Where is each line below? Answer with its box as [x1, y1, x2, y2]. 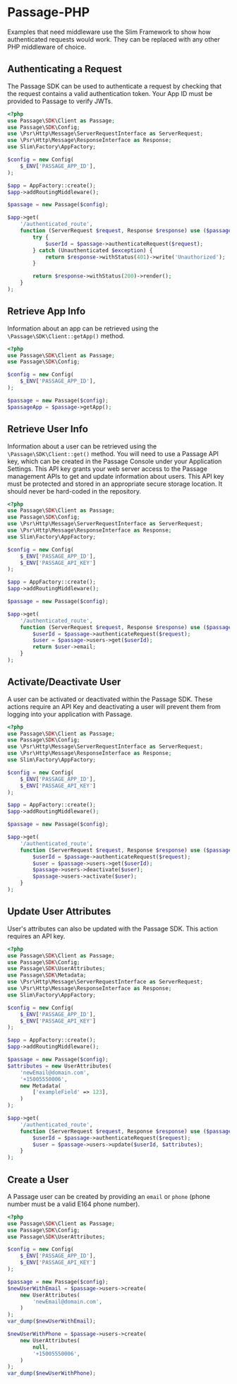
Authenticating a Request [7, 63, 122, 75]
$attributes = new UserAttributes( [7, 1062, 112, 1070]
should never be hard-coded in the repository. [7, 487, 141, 495]
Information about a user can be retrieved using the [7, 442, 157, 451]
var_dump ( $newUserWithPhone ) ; [7, 1370, 97, 1377]
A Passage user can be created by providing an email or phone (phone [7, 1192, 210, 1200]
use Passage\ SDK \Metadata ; [7, 972, 87, 979]
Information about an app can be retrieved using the [7, 324, 159, 333]
